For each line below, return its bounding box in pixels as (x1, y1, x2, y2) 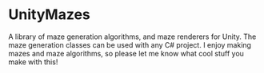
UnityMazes (8, 6, 90, 24)
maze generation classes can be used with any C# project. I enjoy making (8, 40, 252, 49)
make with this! (8, 57, 58, 67)
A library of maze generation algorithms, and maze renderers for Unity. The (8, 32, 257, 41)
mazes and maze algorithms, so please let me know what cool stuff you (8, 48, 244, 58)
